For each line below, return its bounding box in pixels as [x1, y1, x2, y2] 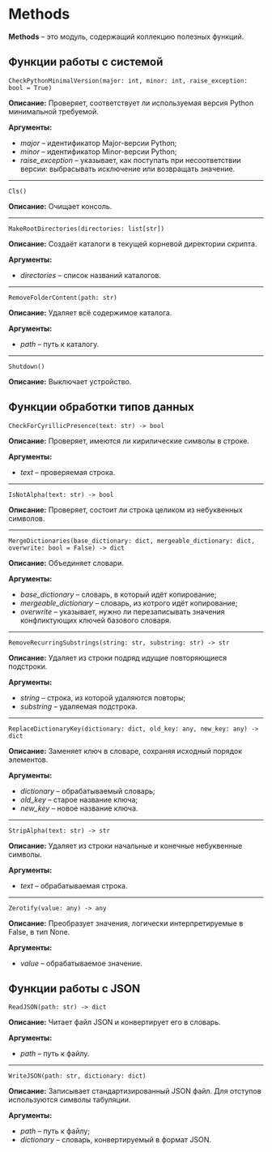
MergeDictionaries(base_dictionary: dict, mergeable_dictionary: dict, [8, 537, 255, 545]
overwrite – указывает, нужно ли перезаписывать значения [19, 606, 225, 616]
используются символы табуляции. [8, 1095, 131, 1105]
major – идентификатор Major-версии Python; [19, 138, 177, 148]
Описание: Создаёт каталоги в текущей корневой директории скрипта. [8, 238, 257, 248]
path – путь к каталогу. [19, 339, 100, 349]
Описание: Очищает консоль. [8, 201, 113, 211]
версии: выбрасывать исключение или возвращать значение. [19, 164, 236, 173]
